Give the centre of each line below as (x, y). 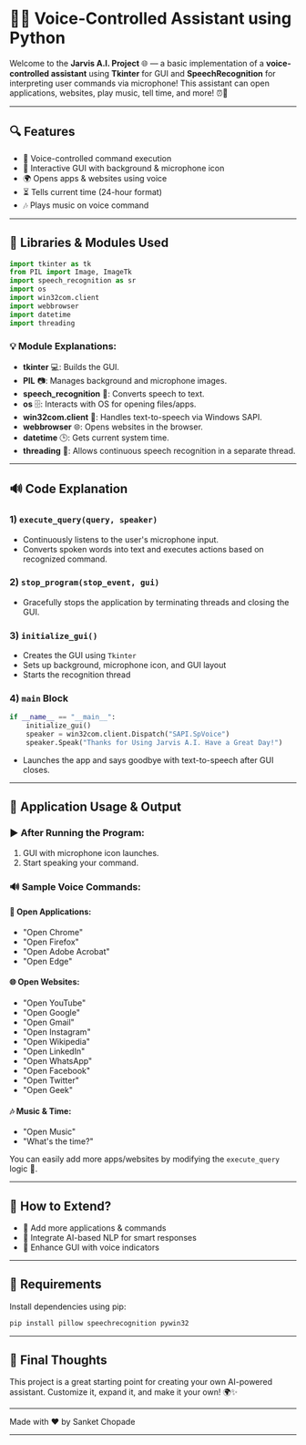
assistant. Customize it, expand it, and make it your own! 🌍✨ (124, 1392)
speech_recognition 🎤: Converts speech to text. (113, 393)
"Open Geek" (47, 1089)
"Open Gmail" (48, 1022)
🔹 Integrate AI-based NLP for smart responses (110, 1237)
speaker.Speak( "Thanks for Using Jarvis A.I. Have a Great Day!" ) (154, 743)
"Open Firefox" (51, 942)
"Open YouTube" (54, 1003)
